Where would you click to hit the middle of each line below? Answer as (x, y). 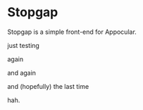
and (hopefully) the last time (48, 86)
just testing (24, 45)
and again (22, 73)
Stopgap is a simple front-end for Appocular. (72, 32)
